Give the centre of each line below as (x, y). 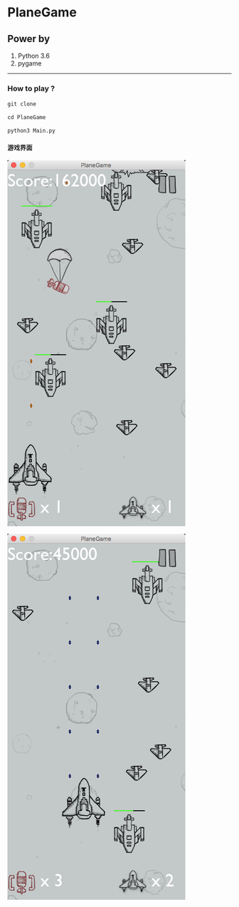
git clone (22, 104)
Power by (29, 39)
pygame (30, 63)
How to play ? (31, 88)
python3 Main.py (31, 131)
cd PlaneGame (27, 118)
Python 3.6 (33, 56)
